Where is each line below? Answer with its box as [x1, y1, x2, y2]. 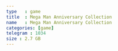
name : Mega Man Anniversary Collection [6, 19, 112, 25]
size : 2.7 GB [6, 36, 41, 42]
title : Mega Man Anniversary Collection [6, 14, 112, 20]
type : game [6, 8, 41, 15]
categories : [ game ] [6, 25, 54, 31]
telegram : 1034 [6, 30, 46, 36]
